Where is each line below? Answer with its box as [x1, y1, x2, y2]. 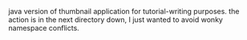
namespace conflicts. [8, 24, 80, 32]
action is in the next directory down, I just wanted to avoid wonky [8, 15, 223, 24]
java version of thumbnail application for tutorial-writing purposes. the [8, 7, 240, 16]
